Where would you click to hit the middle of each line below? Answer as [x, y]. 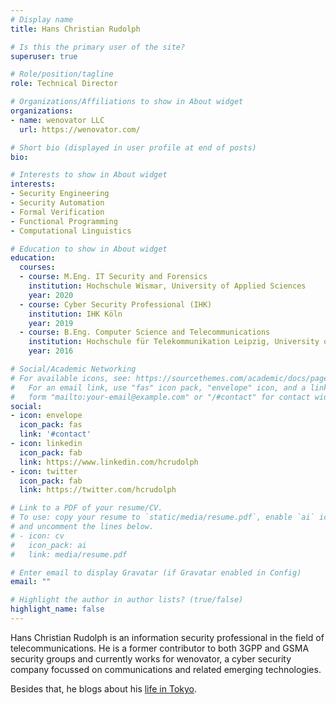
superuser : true [44, 56]
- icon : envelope [46, 416]
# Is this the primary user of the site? [98, 47]
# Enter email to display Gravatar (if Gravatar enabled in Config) [156, 572]
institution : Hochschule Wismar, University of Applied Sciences [167, 286]
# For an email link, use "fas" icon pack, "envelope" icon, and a [158, 387]
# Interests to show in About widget [89, 175]
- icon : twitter [44, 471]
